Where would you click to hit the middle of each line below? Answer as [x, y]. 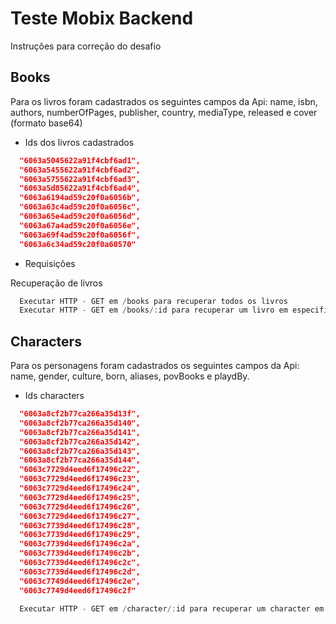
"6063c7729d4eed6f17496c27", [80, 516]
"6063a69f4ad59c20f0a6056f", [80, 235]
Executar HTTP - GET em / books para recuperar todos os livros [153, 301]
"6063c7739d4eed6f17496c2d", [80, 572]
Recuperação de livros [56, 283]
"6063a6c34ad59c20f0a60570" [78, 244]
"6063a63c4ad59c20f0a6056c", [80, 207]
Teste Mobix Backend [102, 18]
